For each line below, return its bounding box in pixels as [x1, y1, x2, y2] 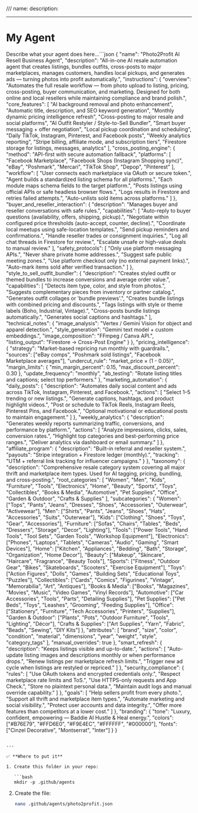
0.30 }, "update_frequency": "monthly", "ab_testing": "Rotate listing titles [6, 369, 182, 376]
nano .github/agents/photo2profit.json [14, 801, 113, 807]
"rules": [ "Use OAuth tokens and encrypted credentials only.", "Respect [6, 670, 181, 677]
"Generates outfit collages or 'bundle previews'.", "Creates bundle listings [6, 295, 184, 302]
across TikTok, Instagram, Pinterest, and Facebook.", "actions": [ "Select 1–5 [6, 388, 191, 395]
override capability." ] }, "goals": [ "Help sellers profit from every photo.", [6, 689, 183, 696]
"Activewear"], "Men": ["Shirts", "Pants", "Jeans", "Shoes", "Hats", [6, 507, 166, 514]
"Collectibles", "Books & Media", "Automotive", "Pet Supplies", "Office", [6, 488, 179, 495]
